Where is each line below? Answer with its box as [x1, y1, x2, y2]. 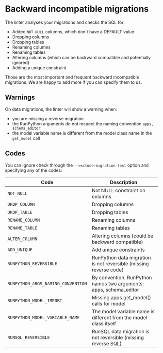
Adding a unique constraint [12, 64, 66, 71]
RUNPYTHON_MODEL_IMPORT [7, 298, 63, 303]
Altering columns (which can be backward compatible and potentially [12, 54, 151, 60]
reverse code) [91, 266, 124, 273]
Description [110, 179, 138, 185]
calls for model [91, 300, 126, 307]
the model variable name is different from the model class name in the [12, 130, 152, 136]
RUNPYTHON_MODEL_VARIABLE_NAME [7, 315, 80, 320]
